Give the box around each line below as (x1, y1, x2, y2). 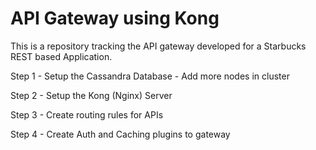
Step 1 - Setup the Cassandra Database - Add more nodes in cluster (10, 70, 290, 82)
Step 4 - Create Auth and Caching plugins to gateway (10, 128, 231, 140)
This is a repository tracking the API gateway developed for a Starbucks (10, 40, 307, 52)
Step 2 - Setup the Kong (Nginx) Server (10, 89, 173, 101)
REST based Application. (10, 50, 113, 62)
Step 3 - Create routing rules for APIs (10, 108, 164, 121)
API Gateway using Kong (10, 7, 220, 30)
